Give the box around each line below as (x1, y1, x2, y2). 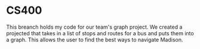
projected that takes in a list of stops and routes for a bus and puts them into (6, 29, 194, 36)
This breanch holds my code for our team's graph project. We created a (6, 23, 183, 30)
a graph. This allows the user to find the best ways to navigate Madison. (6, 36, 183, 43)
